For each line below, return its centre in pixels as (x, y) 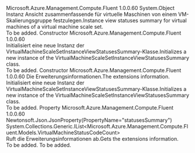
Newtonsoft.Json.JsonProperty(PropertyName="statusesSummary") (89, 120)
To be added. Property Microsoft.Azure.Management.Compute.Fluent (90, 108)
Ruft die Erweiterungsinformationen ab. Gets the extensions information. (92, 139)
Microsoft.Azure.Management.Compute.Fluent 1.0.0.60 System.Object (90, 8)
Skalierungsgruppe (29, 21)
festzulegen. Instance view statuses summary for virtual (120, 21)
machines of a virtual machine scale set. (55, 27)
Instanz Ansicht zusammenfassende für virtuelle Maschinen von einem (92, 14)
